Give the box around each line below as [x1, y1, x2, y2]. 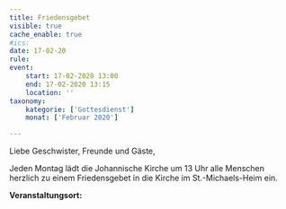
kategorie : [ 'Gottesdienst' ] [25, 105, 135, 114]
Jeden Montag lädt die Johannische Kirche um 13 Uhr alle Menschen [9, 163, 265, 174]
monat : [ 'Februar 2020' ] [25, 113, 119, 122]
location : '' [25, 88, 75, 97]
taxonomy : [9, 96, 47, 106]
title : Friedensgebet [9, 13, 91, 22]
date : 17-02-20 [9, 47, 67, 56]
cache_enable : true [9, 30, 83, 39]
